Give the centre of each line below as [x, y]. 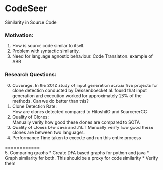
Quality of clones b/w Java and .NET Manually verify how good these [83, 127]
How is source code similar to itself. [48, 46]
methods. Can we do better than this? [50, 101]
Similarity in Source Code [31, 22]
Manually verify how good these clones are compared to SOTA [76, 122]
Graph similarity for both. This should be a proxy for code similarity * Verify [81, 158]
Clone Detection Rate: [35, 106]
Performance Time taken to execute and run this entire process [77, 138]
